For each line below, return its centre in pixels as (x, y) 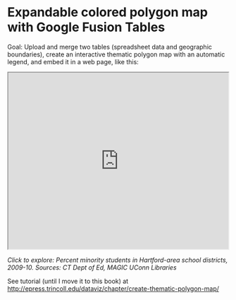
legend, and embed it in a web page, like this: (73, 61)
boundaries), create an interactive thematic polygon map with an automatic (116, 54)
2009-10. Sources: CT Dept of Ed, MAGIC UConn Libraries (92, 267)
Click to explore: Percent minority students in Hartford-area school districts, (118, 260)
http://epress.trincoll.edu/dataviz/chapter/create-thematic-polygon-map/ (113, 288)
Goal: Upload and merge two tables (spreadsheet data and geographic (110, 47)
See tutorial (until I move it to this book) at (68, 281)
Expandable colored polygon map (107, 12)
